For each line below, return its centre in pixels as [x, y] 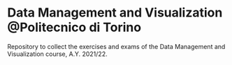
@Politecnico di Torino [74, 27]
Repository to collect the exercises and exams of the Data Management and [116, 46]
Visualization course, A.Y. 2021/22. [57, 54]
